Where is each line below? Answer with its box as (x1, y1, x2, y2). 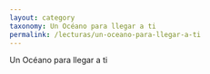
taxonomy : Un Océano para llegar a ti (9, 22, 156, 31)
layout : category (9, 13, 75, 23)
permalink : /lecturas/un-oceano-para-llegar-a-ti (9, 30, 202, 39)
